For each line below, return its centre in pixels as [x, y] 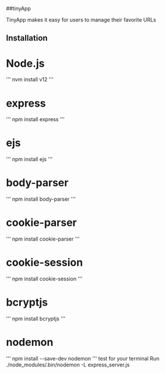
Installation [27, 38]
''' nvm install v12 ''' [30, 80]
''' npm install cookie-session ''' [44, 279]
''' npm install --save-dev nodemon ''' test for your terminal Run [83, 358]
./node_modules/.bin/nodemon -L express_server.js [68, 365]
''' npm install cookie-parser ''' [43, 239]
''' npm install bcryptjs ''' [36, 318]
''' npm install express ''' [36, 119]
